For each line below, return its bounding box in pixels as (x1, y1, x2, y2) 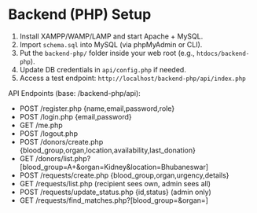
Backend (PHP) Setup (8, 6, 152, 24)
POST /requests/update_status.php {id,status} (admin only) (19, 187, 212, 196)
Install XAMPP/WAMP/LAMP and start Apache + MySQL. (19, 31, 204, 41)
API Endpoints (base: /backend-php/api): (8, 88, 141, 97)
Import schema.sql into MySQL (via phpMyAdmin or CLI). (19, 39, 203, 49)
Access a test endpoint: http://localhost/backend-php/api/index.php (19, 73, 246, 83)
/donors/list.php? (35, 153, 91, 163)
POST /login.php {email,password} (19, 112, 132, 121)
